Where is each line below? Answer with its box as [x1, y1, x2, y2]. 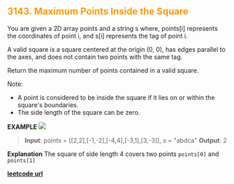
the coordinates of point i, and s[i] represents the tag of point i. [7, 31, 189, 40]
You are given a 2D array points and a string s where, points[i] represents [7, 24, 218, 32]
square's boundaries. [17, 101, 79, 109]
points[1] [7, 157, 36, 164]
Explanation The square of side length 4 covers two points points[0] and [7, 150, 219, 158]
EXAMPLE [7, 122, 37, 131]
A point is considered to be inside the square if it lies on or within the [17, 93, 215, 101]
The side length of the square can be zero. [17, 108, 140, 116]
